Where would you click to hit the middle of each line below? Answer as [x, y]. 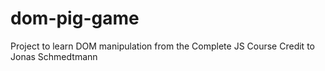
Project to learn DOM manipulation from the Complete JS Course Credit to [162, 46]
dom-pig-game [75, 18]
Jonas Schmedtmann [54, 56]
